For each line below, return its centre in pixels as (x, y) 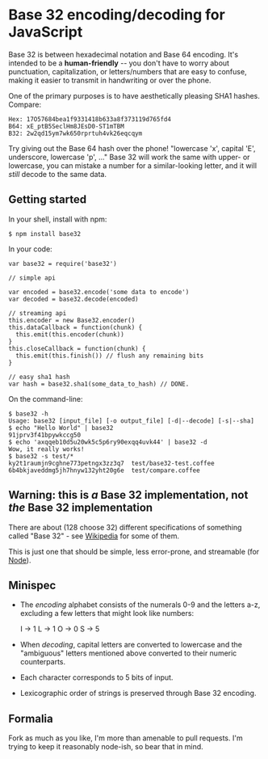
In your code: (30, 249)
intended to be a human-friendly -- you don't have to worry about (119, 63)
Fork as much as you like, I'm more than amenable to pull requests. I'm (126, 738)
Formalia (31, 718)
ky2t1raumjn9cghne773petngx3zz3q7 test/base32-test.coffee (112, 463)
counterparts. (43, 662)
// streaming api (38, 313)
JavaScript (46, 32)
